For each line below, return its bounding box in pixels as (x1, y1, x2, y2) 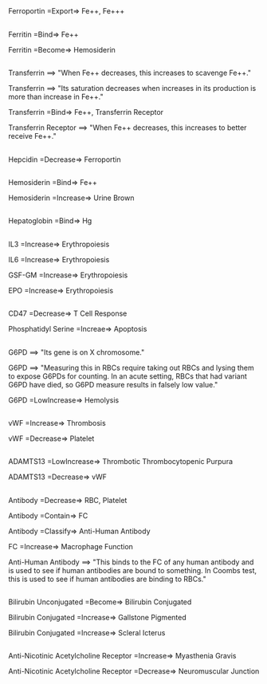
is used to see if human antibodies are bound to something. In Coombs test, (8, 565, 257, 575)
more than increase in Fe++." (8, 92, 104, 102)
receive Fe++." (8, 132, 57, 141)
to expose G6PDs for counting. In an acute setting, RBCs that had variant (8, 371, 247, 381)
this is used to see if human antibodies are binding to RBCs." (8, 574, 206, 584)
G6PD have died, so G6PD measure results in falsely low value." (8, 379, 218, 389)
